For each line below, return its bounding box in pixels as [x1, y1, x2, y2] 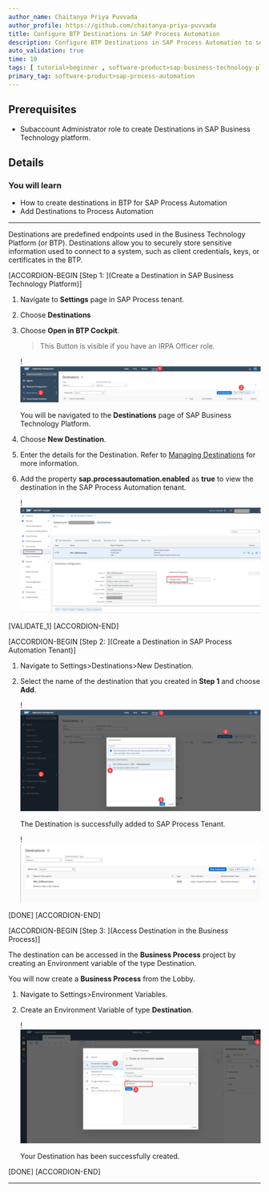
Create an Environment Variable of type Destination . [19, 1004, 194, 1014]
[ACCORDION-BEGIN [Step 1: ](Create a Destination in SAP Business [8, 271, 235, 281]
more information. [19, 458, 79, 468]
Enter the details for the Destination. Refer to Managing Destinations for [19, 450, 256, 459]
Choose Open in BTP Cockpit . [19, 325, 120, 336]
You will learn [8, 180, 62, 191]
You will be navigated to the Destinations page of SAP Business [19, 410, 232, 420]
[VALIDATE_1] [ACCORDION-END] [8, 621, 119, 631]
